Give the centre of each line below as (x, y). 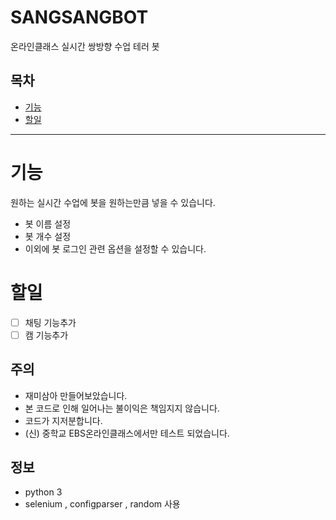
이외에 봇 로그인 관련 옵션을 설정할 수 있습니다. (115, 248)
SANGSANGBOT (79, 17)
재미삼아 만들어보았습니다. (76, 395)
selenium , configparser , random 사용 (102, 504)
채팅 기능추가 (50, 322)
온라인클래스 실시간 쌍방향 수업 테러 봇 (85, 46)
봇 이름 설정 (48, 223)
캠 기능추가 (46, 335)
